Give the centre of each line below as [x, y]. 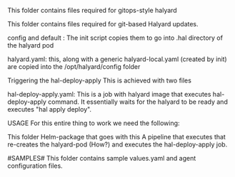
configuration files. [35, 166]
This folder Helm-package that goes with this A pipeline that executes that [117, 137]
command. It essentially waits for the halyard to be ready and [138, 102]
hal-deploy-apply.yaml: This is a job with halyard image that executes [109, 94]
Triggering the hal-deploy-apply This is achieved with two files [99, 80]
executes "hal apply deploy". [49, 109]
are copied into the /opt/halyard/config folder [74, 66]
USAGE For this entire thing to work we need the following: [94, 123]
